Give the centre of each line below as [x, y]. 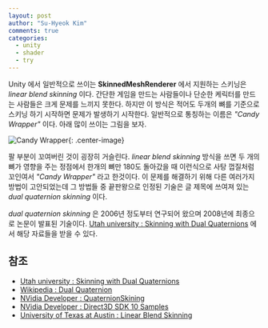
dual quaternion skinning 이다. [58, 196]
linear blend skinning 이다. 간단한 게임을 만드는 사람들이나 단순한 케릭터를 [125, 94]
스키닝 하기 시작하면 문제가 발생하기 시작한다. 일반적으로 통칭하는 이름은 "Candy [134, 114]
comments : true [34, 30]
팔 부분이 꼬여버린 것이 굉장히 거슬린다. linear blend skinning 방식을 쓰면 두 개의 [134, 156]
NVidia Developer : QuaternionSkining [82, 298]
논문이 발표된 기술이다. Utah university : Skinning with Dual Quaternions [132, 223]
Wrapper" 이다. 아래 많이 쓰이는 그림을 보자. [77, 124]
